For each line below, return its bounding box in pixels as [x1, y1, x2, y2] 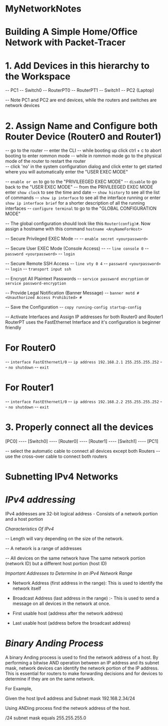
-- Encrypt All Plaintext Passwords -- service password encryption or [5, 276, 149, 282]
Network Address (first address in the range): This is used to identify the [12, 580, 163, 586]
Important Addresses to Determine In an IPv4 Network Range [5, 570, 133, 576]
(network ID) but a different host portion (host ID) [5, 561, 107, 567]
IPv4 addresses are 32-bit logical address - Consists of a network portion [5, 511, 158, 517]
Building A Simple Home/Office [5, 26, 138, 38]
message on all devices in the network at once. [12, 600, 111, 607]
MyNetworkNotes [5, 3, 81, 15]
